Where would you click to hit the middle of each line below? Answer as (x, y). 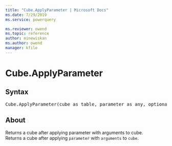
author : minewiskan (26, 38)
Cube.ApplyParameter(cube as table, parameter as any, (76, 104)
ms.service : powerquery (31, 19)
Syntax (17, 92)
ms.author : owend (24, 43)
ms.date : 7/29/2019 (26, 15)
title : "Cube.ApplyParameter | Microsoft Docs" (57, 10)
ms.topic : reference (27, 34)
